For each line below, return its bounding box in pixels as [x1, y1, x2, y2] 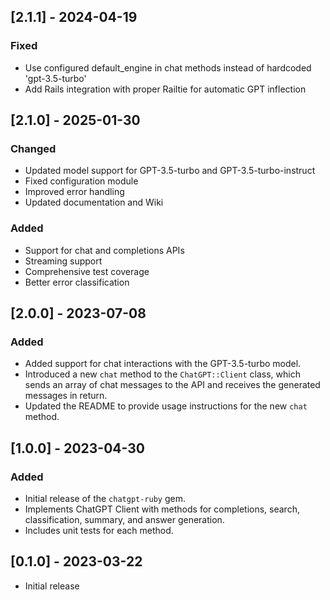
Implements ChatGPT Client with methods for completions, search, [24, 503, 300, 515]
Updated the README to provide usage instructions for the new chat [24, 400, 308, 412]
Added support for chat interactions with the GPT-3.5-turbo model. [24, 358, 302, 370]
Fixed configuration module [24, 175, 139, 187]
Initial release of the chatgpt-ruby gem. [24, 493, 186, 505]
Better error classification [24, 276, 130, 288]
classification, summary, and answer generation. [24, 514, 225, 526]
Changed [10, 142, 57, 155]
